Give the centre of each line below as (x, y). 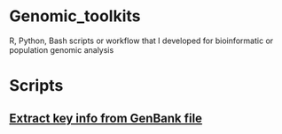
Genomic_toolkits (75, 16)
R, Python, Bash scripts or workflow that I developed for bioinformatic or (141, 41)
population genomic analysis (62, 49)
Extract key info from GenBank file (106, 118)
